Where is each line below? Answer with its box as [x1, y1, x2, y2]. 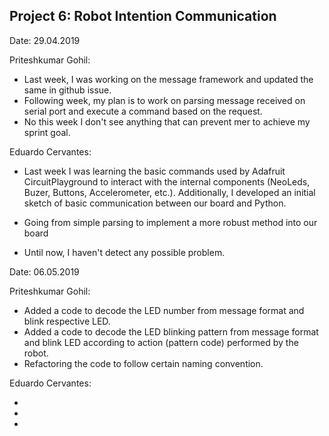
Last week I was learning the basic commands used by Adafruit [23, 165, 286, 177]
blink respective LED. [23, 315, 111, 327]
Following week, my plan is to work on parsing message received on [23, 94, 306, 106]
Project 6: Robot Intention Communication [9, 8, 277, 25]
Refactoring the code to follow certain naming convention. [23, 357, 264, 369]
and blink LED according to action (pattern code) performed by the [23, 336, 299, 348]
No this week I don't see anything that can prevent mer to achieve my [23, 115, 311, 128]
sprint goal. [23, 126, 71, 138]
